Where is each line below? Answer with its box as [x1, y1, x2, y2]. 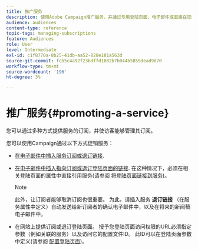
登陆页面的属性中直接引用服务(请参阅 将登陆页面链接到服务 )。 [19, 172, 170, 179]
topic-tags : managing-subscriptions [6, 31, 96, 36]
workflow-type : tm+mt [6, 63, 60, 69]
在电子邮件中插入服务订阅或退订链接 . [14, 152, 104, 159]
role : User [6, 42, 33, 48]
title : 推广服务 [6, 8, 42, 15]
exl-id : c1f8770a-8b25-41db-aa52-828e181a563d [6, 52, 123, 58]
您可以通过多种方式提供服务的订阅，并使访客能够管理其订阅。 [6, 127, 156, 134]
